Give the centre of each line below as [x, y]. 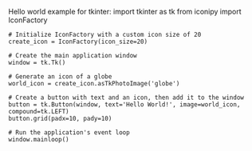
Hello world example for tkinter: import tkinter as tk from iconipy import [125, 12]
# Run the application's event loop [69, 133]
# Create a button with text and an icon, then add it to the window [126, 97]
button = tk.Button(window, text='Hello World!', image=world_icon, [124, 105]
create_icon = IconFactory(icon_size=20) [78, 42]
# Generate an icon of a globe [60, 77]
